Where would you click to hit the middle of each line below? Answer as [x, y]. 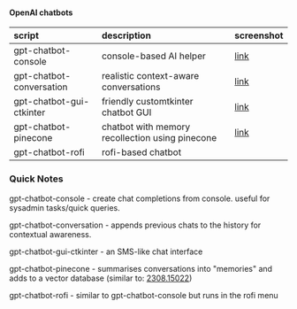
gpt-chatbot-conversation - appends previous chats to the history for [135, 225]
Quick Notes [36, 179]
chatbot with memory [146, 127]
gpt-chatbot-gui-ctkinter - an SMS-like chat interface [106, 251]
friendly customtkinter [147, 102]
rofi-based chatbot [141, 152]
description [126, 35]
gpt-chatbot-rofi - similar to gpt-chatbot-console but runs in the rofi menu [144, 295]
